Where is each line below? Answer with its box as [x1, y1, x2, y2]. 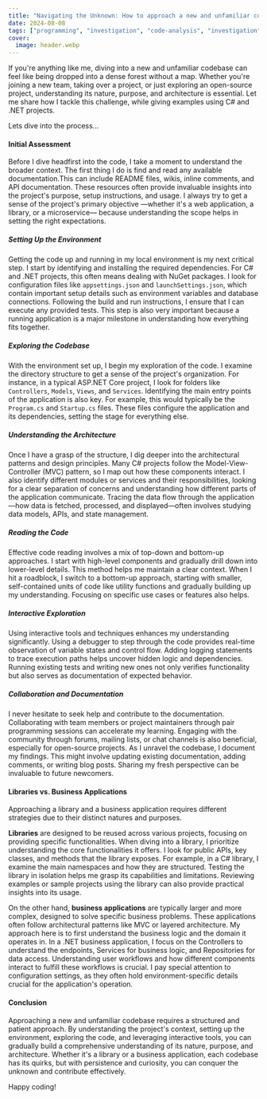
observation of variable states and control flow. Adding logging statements [8, 645, 253, 655]
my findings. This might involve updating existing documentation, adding [8, 751, 246, 762]
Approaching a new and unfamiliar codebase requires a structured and [8, 1015, 240, 1025]
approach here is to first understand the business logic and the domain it [8, 928, 246, 938]
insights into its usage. [8, 888, 82, 897]
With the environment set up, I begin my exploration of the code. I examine [8, 360, 253, 371]
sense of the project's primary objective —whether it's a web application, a [8, 199, 254, 209]
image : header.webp [15, 41, 80, 49]
